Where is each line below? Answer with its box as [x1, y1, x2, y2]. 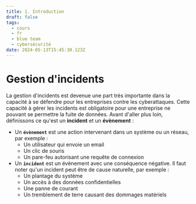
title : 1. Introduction [6, 8, 65, 15]
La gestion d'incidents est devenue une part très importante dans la [6, 92, 171, 99]
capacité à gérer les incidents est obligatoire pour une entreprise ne [6, 104, 171, 111]
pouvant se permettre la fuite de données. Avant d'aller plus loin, [6, 110, 163, 118]
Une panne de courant [23, 185, 78, 192]
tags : [6, 19, 19, 25]
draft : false [6, 14, 38, 20]
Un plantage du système [23, 172, 83, 179]
